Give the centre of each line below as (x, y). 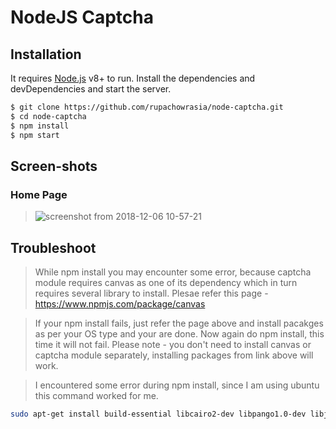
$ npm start (35, 135)
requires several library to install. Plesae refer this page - (151, 293)
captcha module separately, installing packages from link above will (174, 355)
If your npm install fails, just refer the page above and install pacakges (179, 323)
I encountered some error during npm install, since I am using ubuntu (177, 385)
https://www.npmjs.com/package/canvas (120, 304)
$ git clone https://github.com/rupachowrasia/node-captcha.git (147, 107)
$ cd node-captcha (48, 116)
